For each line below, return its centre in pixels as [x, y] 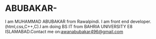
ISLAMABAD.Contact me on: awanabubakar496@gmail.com [64, 31]
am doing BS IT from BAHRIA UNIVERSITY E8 [87, 26]
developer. [141, 21]
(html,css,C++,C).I [23, 26]
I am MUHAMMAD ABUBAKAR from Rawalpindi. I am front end [67, 21]
